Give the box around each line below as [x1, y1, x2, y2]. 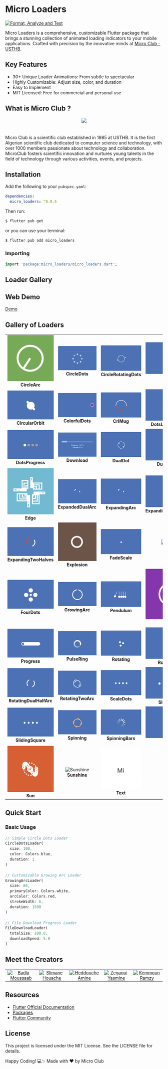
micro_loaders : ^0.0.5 [9, 199, 57, 204]
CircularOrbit [16, 420, 45, 426]
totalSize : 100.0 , [9, 931, 48, 936]
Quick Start [5, 809, 41, 817]
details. [5, 1048, 20, 1054]
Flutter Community [12, 1014, 51, 1021]
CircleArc [20, 382, 41, 388]
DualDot [112, 458, 130, 464]
